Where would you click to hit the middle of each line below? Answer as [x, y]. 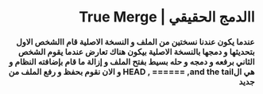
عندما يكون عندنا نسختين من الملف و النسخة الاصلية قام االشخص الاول [135, 42]
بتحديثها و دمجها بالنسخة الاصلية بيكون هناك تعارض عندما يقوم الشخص [137, 52]
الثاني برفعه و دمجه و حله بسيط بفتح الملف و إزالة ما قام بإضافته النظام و [132, 62]
